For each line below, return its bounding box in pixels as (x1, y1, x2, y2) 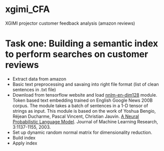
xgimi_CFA (5, 4, 50, 15)
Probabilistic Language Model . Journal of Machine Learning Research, (12, 118, 158, 124)
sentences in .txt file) (12, 87, 56, 93)
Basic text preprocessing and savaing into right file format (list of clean (12, 81, 159, 87)
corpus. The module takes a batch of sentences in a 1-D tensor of (12, 102, 148, 109)
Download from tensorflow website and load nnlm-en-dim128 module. (12, 92, 157, 98)
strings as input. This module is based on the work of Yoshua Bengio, (12, 108, 156, 114)
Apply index (12, 140, 38, 146)
